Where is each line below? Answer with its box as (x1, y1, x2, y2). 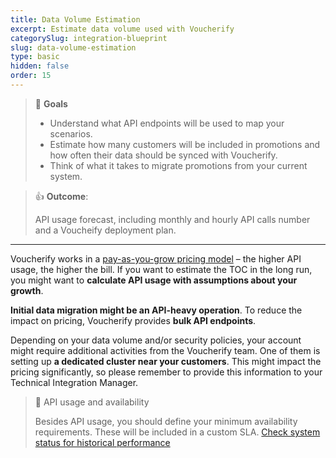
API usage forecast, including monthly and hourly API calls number (34, 213, 311, 225)
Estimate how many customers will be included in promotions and (49, 138, 321, 150)
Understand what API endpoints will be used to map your (49, 117, 285, 129)
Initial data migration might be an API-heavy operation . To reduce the (10, 304, 303, 316)
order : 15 (10, 71, 52, 81)
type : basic (10, 52, 60, 62)
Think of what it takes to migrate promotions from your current (49, 159, 308, 171)
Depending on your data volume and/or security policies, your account (10, 334, 302, 346)
